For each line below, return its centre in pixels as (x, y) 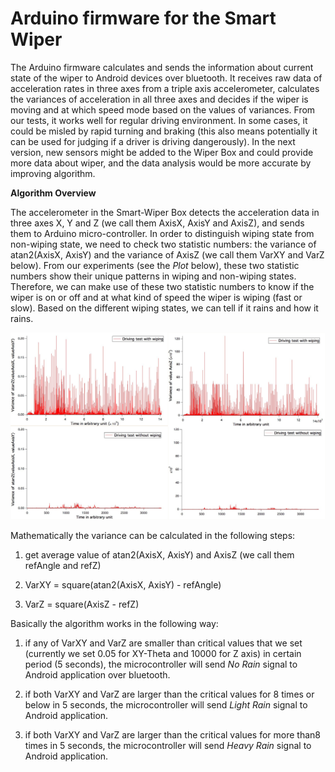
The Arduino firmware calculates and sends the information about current (162, 67)
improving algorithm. (53, 173)
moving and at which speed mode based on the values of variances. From (163, 109)
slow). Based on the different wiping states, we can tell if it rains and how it (164, 308)
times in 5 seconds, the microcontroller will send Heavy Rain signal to (168, 745)
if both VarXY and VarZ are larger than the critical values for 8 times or (169, 694)
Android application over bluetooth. (97, 674)
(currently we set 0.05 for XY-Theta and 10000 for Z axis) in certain (163, 653)
